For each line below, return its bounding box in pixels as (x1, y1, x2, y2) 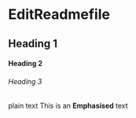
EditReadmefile (8, 6, 110, 24)
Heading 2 (8, 59, 43, 68)
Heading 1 (8, 37, 57, 50)
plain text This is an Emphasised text (8, 101, 128, 111)
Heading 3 (8, 76, 42, 86)
